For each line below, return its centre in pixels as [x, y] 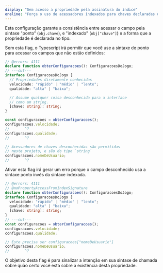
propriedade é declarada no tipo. [38, 38]
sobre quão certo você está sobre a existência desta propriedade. [71, 266]
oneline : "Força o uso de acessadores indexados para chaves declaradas [80, 14]
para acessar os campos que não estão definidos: [55, 53]
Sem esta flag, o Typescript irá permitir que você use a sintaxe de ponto [77, 48]
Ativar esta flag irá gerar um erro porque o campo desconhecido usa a [75, 170]
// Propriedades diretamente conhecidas [51, 80]
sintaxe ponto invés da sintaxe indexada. [46, 175]
